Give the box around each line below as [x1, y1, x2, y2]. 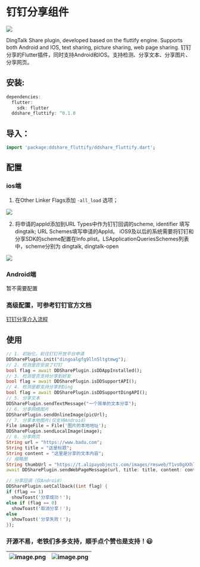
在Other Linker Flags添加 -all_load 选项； [14, 196, 118, 203]
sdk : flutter [17, 105, 49, 111]
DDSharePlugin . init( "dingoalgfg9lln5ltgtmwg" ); [6, 356, 127, 362]
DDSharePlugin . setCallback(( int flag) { [6, 483, 108, 490]
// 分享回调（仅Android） [6, 478, 64, 484]
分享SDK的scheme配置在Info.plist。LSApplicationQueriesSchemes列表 [14, 235, 189, 242]
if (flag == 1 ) [6, 489, 44, 495]
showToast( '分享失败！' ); [11, 516, 71, 522]
